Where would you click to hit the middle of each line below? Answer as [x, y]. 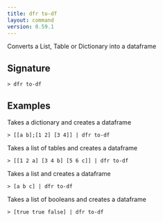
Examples [29, 105]
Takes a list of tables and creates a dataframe [72, 148]
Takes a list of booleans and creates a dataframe [77, 199]
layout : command [31, 20]
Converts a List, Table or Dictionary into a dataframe [82, 47]
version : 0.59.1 [31, 26]
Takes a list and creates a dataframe [59, 174]
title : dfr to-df [32, 14]
